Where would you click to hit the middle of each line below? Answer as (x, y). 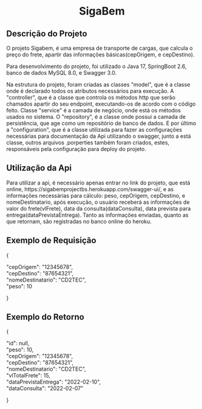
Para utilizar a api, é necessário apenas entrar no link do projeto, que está (98, 183)
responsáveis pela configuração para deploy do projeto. (76, 149)
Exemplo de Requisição (51, 241)
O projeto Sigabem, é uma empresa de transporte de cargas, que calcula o (99, 48)
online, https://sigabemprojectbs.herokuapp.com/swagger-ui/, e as (90, 189)
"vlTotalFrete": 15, (28, 376)
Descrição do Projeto (47, 34)
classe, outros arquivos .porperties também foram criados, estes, (88, 143)
